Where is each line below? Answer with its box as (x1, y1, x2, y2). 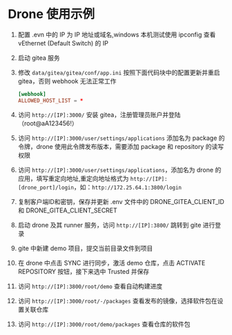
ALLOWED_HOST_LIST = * (17, 97, 84, 104)
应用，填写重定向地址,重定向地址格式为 (17, 174, 129, 183)
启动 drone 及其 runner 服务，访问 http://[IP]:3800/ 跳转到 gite (17, 221, 202, 229)
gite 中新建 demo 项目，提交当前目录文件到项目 (17, 244, 153, 252)
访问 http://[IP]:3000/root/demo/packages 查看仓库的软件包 (17, 320, 191, 328)
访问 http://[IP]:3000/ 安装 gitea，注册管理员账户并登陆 (17, 110, 181, 119)
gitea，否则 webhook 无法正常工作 (17, 77, 117, 85)
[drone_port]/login (17, 184, 75, 191)
